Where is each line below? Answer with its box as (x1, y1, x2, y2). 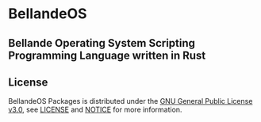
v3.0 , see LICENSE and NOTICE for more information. (8, 105, 182, 115)
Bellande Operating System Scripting (8, 36, 196, 50)
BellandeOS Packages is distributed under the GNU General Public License (8, 97, 253, 106)
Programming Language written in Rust (8, 48, 206, 62)
